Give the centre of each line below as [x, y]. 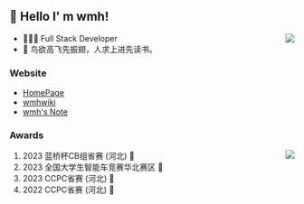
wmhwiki [39, 102]
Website [28, 73]
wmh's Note [45, 112]
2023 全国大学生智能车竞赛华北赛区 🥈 [93, 167]
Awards [27, 135]
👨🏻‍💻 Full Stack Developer [70, 38]
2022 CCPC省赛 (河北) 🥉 [68, 190]
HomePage [43, 93]
